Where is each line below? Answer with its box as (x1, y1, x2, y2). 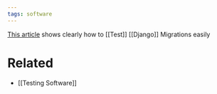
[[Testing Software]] (17, 78, 77, 87)
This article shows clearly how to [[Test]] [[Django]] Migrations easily (7, 30, 211, 38)
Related (7, 55, 53, 71)
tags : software (7, 10, 53, 18)
